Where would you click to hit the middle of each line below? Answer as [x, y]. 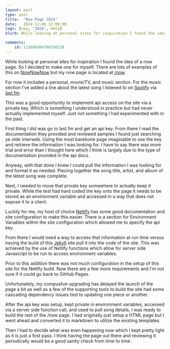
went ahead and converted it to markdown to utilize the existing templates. [83, 320]
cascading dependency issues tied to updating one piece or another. [77, 294]
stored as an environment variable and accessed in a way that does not [80, 196]
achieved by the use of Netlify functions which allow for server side [76, 248]
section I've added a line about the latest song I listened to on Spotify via [81, 87]
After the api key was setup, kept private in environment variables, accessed [85, 304]
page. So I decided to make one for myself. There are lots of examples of [81, 67]
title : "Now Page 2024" [31, 19]
